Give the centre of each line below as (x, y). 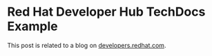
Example (32, 26)
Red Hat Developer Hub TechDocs (106, 12)
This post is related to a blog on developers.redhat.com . (87, 45)
